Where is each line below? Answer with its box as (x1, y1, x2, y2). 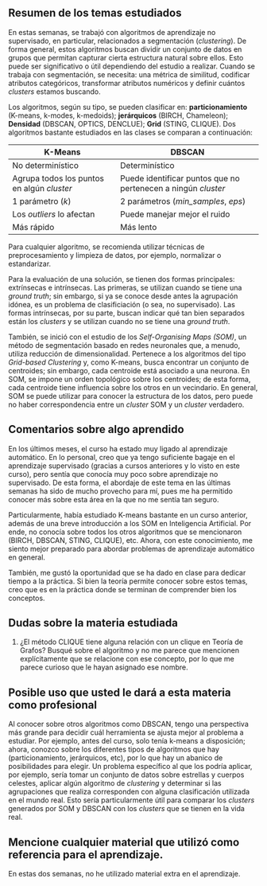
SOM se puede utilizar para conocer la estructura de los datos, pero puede (8, 391, 253, 400)
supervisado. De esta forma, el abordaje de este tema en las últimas (8, 478, 231, 487)
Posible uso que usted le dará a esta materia (8, 685, 232, 699)
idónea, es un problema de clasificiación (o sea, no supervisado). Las (8, 299, 236, 309)
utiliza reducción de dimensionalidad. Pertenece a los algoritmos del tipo (8, 349, 246, 358)
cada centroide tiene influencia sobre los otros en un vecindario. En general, (8, 382, 258, 392)
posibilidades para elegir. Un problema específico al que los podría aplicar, (8, 762, 253, 771)
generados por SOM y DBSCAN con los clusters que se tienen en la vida (8, 804, 245, 814)
